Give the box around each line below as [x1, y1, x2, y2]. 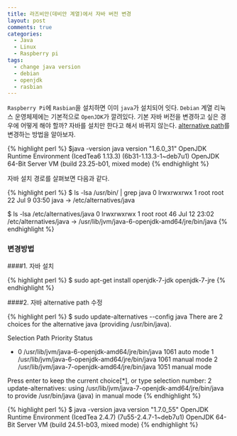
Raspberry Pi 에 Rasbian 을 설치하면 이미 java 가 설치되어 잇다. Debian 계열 [7, 104, 213, 112]
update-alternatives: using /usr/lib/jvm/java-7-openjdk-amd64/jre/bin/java [7, 383, 224, 392]
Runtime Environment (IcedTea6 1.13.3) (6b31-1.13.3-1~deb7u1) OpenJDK [7, 152, 220, 161]
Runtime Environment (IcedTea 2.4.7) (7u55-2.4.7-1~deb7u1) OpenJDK [7, 413, 214, 421]
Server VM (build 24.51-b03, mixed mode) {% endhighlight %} [16, 420, 199, 429]
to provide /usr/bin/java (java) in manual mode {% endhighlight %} [7, 391, 202, 400]
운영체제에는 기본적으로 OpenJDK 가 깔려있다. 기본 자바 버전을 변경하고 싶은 [14, 112, 219, 121]
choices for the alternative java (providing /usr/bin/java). [7, 319, 172, 328]
